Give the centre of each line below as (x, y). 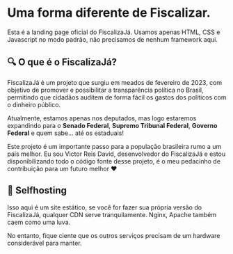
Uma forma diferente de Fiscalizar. (109, 13)
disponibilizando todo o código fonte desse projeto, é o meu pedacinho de (114, 161)
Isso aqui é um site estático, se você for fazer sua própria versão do (105, 207)
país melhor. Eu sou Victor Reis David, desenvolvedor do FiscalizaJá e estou (116, 154)
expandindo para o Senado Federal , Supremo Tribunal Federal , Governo (112, 125)
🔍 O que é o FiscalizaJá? (62, 62)
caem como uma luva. (39, 222)
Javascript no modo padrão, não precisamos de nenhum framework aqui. (112, 39)
